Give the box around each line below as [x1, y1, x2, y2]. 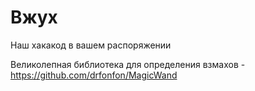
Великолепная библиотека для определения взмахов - [10, 58, 246, 70]
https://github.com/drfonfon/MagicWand [10, 69, 178, 81]
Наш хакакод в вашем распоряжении [10, 39, 172, 51]
